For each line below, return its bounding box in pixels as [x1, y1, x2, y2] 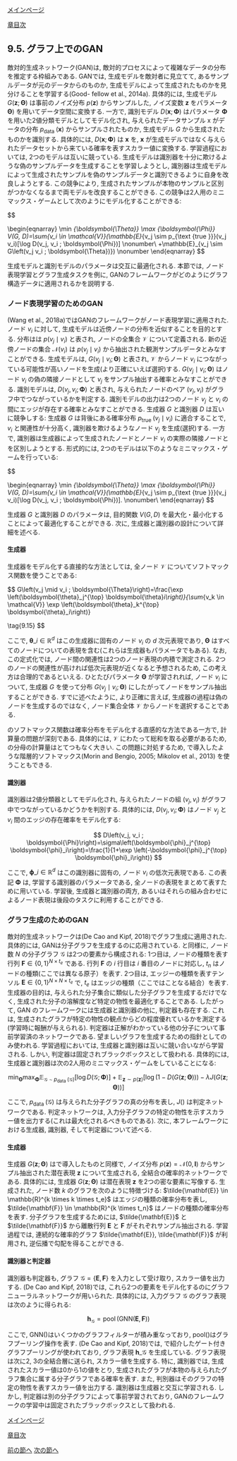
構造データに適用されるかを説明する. [7, 279, 115, 287]
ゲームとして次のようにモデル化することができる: [37, 196, 182, 205]
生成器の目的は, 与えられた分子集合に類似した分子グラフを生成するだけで [7, 988, 221, 997]
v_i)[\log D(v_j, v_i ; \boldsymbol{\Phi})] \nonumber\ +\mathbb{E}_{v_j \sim [7, 239, 224, 248]
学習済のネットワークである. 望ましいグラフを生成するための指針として [13, 1032, 221, 1041]
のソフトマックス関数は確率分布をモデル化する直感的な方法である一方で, [7, 725, 219, 734]
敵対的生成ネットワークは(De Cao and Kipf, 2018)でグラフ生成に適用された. [7, 933, 227, 941]
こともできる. [13, 760, 53, 769]
